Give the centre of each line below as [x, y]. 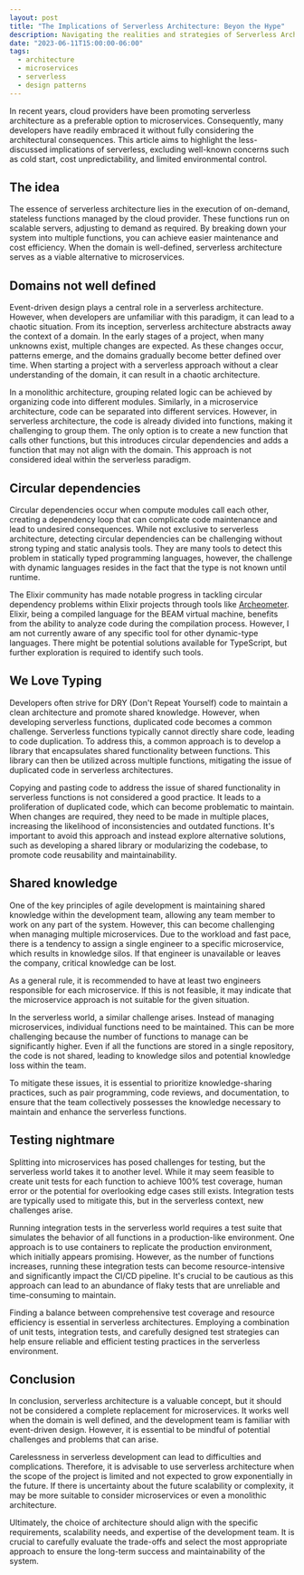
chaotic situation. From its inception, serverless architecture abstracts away [151, 327]
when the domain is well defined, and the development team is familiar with [150, 1420]
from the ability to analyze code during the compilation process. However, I [149, 624]
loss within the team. [48, 1065]
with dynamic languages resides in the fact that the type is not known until [148, 568]
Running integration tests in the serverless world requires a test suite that [146, 1227]
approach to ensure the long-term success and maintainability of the [137, 1551]
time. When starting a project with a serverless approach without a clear [144, 365]
